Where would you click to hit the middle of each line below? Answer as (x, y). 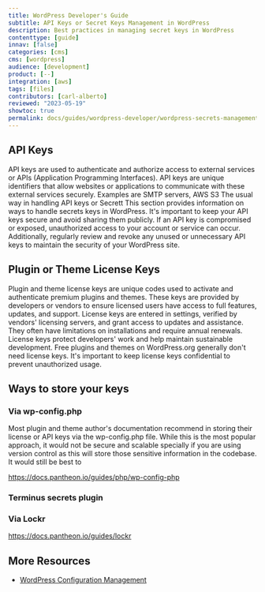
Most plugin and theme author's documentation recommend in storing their (130, 429)
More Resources (49, 561)
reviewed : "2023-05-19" (47, 103)
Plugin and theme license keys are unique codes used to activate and (121, 288)
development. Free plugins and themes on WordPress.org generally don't (127, 347)
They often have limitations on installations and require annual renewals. (125, 330)
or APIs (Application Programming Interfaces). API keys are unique (116, 178)
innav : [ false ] (33, 45)
